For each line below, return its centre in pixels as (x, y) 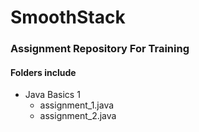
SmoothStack (68, 17)
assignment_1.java (77, 105)
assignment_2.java (78, 116)
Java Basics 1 (52, 95)
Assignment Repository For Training (100, 49)
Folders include (43, 72)
